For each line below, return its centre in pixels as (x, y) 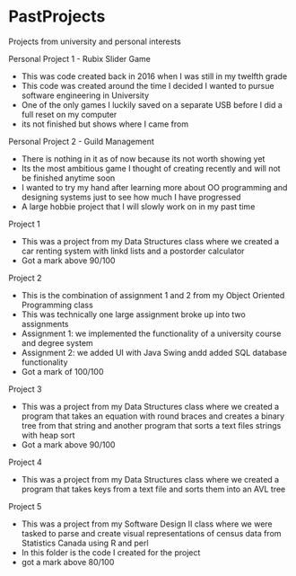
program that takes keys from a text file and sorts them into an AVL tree (153, 489)
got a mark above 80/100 (68, 562)
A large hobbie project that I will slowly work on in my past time (138, 206)
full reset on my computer (69, 114)
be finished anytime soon (68, 178)
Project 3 (25, 389)
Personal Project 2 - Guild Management (81, 141)
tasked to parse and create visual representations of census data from (151, 533)
